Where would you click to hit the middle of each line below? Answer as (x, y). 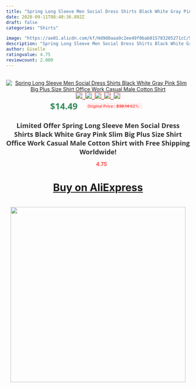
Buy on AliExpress (98, 188)
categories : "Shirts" (32, 28)
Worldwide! (98, 152)
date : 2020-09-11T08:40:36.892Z (45, 17)
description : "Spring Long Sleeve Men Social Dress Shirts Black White (95, 44)
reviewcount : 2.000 (30, 60)
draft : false (22, 22)
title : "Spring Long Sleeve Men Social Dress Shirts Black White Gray (94, 11)
